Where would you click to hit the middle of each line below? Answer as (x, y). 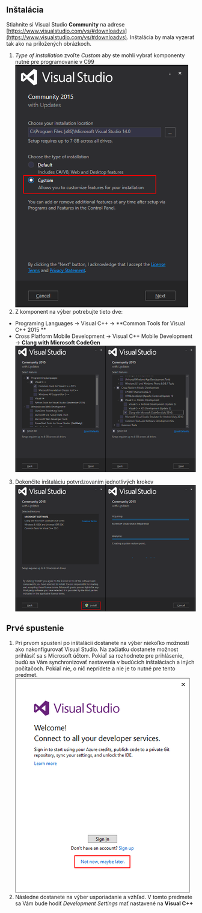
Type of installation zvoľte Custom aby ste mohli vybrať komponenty (100, 55)
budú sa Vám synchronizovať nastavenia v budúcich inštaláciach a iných (105, 662)
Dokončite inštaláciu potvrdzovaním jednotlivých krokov (84, 482)
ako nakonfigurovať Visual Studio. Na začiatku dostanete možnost (96, 649)
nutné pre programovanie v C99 (54, 61)
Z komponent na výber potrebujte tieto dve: (69, 311)
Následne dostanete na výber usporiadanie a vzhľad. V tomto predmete (103, 897)
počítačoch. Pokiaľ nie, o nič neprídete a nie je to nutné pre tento (95, 668)
